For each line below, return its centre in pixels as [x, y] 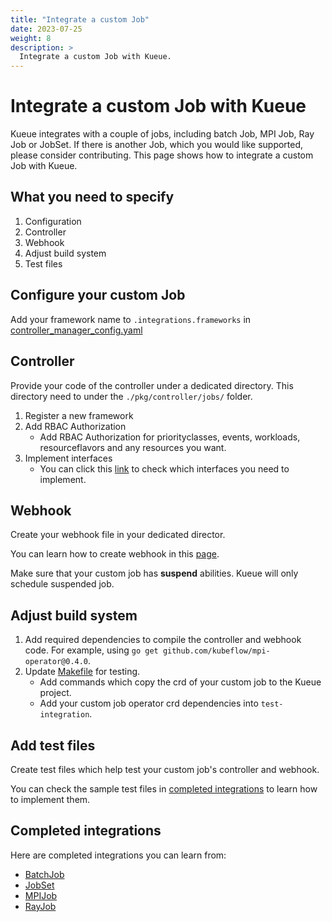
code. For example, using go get [91, 650]
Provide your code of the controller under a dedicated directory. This [152, 385]
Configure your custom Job [98, 295]
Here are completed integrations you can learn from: [118, 855]
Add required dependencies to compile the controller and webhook [163, 640]
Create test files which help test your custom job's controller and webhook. [165, 769]
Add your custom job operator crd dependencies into [149, 703]
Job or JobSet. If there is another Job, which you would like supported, [157, 145]
